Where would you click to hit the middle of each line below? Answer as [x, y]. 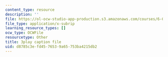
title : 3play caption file [33, 42]
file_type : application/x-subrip [40, 24]
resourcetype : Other [27, 38]
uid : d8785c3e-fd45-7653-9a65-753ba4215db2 [51, 47]
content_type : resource [30, 10]
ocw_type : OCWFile [24, 33]
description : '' [22, 14]
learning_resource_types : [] [35, 28]
